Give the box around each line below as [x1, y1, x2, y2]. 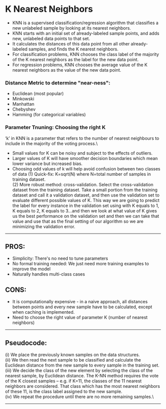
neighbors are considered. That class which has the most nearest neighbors [5, 383, 161, 389]
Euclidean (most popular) [12, 90, 64, 97]
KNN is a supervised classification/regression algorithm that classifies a [12, 20, 159, 26]
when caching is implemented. [12, 309, 75, 315]
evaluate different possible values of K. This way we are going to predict [12, 197, 160, 203]
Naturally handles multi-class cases [12, 271, 85, 277]
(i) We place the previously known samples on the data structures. [5, 352, 140, 358]
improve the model [12, 266, 51, 272]
